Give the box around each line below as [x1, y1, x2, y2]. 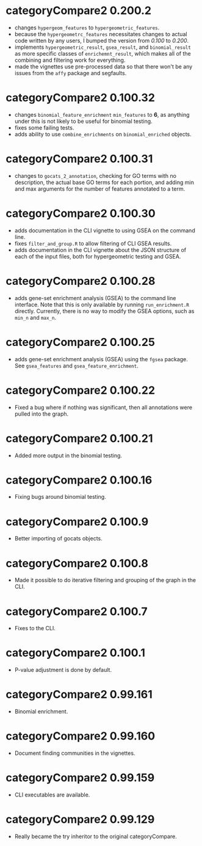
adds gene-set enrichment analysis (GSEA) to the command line [14, 294, 176, 301]
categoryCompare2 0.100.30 [5, 207, 156, 220]
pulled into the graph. [14, 410, 69, 417]
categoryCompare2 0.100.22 [5, 383, 156, 397]
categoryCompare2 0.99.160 [5, 729, 156, 743]
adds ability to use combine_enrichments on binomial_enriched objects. [14, 130, 192, 138]
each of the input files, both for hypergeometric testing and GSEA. [14, 252, 181, 260]
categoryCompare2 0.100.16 [5, 473, 153, 487]
